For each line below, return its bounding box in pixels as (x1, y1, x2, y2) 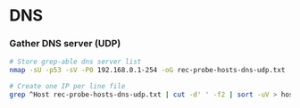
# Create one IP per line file (9, 82, 126, 91)
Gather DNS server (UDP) (9, 37, 121, 50)
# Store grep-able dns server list (9, 57, 142, 67)
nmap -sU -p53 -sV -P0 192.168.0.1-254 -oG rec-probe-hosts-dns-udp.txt (9, 66, 286, 75)
